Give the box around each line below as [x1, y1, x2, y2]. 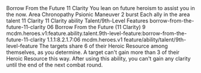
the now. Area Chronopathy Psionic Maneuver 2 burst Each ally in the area [6, 11, 190, 18]
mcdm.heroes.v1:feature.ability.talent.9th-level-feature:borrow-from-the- [6, 30, 187, 37]
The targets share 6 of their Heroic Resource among [38, 43, 168, 49]
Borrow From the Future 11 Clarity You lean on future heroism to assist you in [6, 5, 195, 11]
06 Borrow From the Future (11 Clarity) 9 [47, 24, 146, 30]
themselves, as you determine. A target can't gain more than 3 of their [6, 49, 180, 56]
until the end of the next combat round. [6, 61, 103, 68]
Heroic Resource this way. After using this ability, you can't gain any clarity [6, 55, 191, 62]
